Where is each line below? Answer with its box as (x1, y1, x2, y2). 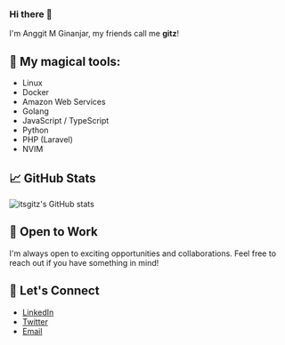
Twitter (21, 316, 49, 327)
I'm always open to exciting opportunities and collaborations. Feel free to (9, 248, 277, 259)
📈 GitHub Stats (9, 171, 96, 186)
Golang (21, 106, 49, 116)
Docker (21, 87, 50, 98)
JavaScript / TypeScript (21, 116, 110, 126)
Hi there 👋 (9, 8, 53, 20)
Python (21, 124, 49, 136)
